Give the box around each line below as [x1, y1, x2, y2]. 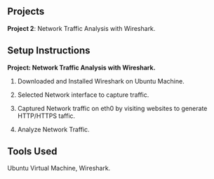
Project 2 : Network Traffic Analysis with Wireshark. [7, 24, 156, 32]
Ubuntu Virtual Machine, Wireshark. [7, 164, 111, 173]
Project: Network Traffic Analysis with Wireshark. [7, 63, 156, 72]
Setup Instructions [7, 45, 91, 57]
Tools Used [7, 145, 58, 157]
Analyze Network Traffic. [17, 125, 90, 133]
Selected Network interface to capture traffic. [17, 91, 149, 99]
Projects [7, 6, 45, 18]
